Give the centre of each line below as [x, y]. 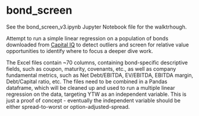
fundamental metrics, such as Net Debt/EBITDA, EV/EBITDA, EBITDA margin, [100, 75]
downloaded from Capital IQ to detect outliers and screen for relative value [97, 45]
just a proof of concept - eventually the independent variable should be [94, 100]
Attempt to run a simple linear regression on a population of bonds [87, 38]
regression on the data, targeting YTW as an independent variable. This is [97, 94]
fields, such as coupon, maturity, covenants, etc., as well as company [91, 68]
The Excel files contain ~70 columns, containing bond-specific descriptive [97, 62]
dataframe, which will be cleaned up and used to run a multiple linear [91, 87]
